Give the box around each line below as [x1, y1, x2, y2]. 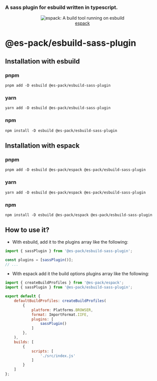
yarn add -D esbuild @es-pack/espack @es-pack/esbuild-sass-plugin [5, 190, 146, 195]
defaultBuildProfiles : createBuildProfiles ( [14, 298, 106, 304]
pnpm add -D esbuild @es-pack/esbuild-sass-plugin [5, 83, 111, 88]
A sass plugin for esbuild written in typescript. [5, 4, 118, 11]
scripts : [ [31, 349, 54, 353]
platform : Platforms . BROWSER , [31, 307, 93, 313]
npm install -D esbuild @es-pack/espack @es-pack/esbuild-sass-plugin [5, 213, 153, 218]
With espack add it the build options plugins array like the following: [12, 271, 150, 277]
